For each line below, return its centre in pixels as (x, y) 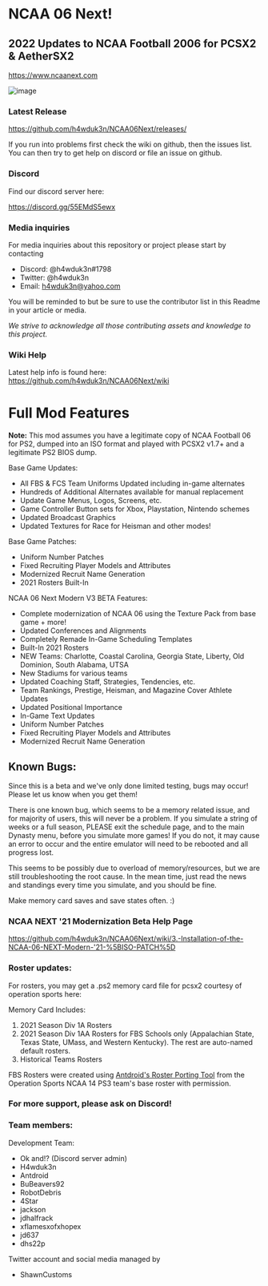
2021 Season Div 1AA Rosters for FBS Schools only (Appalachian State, (137, 1034)
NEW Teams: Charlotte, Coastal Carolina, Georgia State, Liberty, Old (132, 656)
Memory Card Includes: (47, 1010)
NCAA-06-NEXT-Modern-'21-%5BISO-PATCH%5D (92, 947)
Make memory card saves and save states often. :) (92, 900)
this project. (28, 334)
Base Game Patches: (43, 542)
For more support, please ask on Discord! (90, 1104)
